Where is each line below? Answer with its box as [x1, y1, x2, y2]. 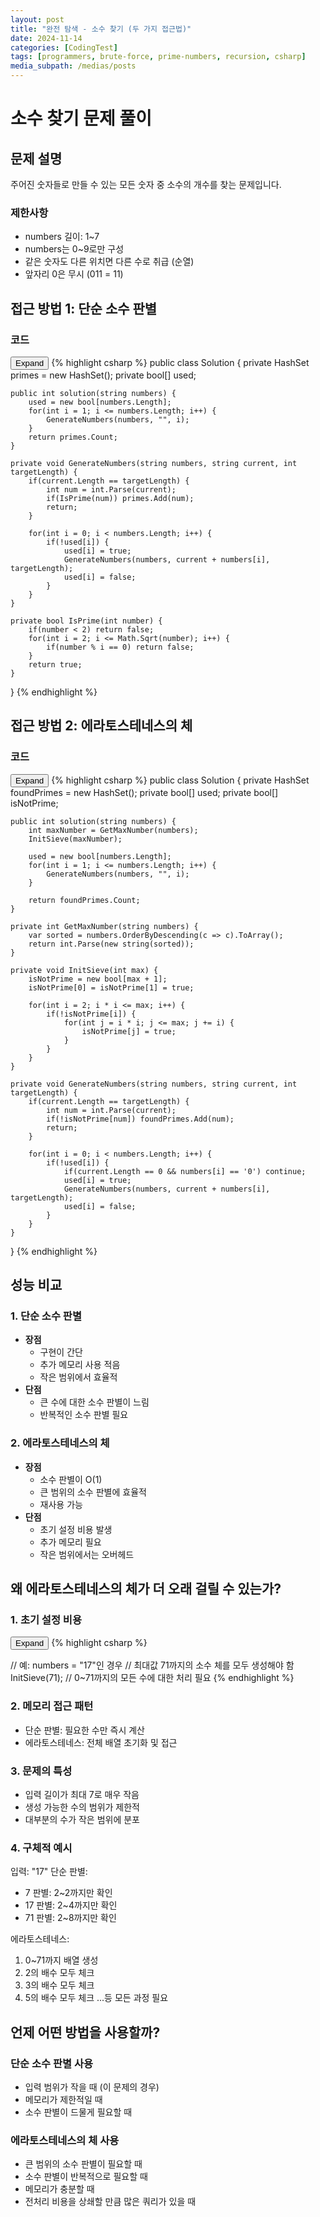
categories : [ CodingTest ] [10, 42, 118, 53]
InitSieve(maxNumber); [28, 834, 123, 844]
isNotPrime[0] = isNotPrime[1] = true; [28, 982, 195, 993]
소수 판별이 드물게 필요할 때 [24, 2106, 133, 2118]
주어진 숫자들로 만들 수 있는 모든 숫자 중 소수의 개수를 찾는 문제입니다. [10, 179, 282, 190]
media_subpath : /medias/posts [10, 61, 137, 71]
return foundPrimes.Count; [28, 895, 141, 905]
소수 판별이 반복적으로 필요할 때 [24, 2171, 148, 2183]
